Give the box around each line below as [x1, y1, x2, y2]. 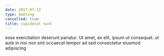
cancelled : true [5, 16, 39, 21]
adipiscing [5, 45, 26, 51]
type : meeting [5, 12, 35, 17]
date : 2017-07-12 [5, 7, 41, 12]
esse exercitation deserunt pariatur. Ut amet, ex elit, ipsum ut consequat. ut [5, 35, 159, 41]
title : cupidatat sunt [5, 21, 52, 26]
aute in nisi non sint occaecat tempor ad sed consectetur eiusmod [5, 40, 141, 46]
